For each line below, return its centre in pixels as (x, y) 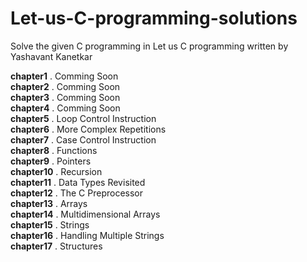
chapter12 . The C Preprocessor (77, 193)
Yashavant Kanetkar (51, 56)
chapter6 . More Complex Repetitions (88, 129)
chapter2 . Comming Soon (65, 86)
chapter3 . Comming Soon (65, 97)
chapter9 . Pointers (51, 161)
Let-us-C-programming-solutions (154, 18)
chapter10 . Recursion (56, 171)
